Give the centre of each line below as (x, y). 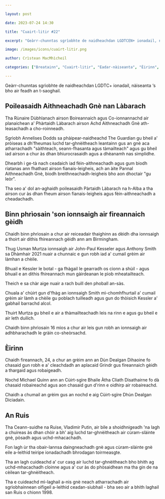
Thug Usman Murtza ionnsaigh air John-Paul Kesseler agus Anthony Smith (81, 248)
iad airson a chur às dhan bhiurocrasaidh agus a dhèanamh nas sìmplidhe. (80, 153)
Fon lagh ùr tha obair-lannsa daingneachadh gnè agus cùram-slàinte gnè (79, 447)
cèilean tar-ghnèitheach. (30, 472)
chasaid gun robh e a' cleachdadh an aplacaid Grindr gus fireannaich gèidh (81, 365)
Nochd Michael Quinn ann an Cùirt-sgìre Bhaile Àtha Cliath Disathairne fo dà (82, 380)
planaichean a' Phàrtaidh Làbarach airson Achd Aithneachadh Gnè (72, 123)
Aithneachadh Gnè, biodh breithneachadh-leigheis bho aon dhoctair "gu (78, 174)
